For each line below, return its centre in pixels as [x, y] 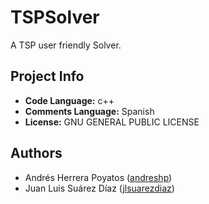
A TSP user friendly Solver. [66, 45]
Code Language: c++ [69, 100]
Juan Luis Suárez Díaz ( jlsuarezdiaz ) [99, 188]
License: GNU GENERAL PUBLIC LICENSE [112, 122]
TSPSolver [55, 17]
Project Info [47, 76]
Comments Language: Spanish [89, 111]
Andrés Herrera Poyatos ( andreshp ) [98, 177]
